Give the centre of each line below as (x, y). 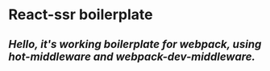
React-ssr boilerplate (81, 15)
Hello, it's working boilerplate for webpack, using (135, 44)
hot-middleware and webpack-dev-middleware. (132, 56)
